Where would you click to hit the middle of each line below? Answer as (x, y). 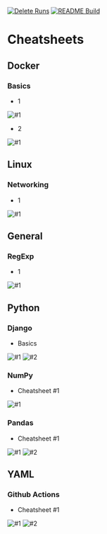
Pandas (20, 423)
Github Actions (33, 494)
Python (24, 308)
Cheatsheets (46, 40)
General (25, 236)
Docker (24, 66)
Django (20, 328)
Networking (28, 185)
